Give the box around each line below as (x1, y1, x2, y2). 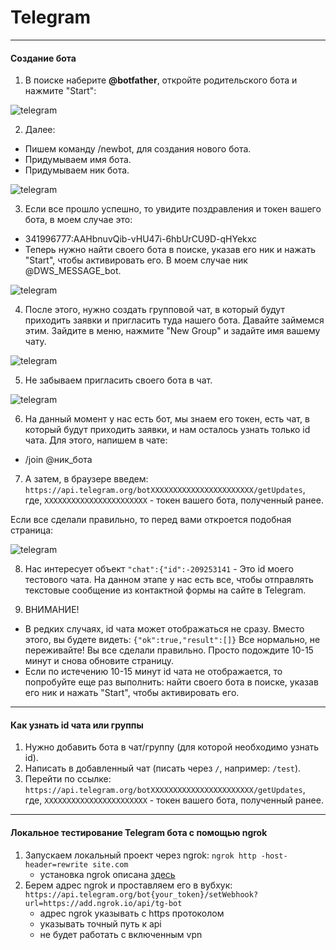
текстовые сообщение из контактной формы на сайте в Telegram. (24, 584, 307, 596)
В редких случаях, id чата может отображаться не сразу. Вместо (24, 623, 305, 635)
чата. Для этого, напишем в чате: (24, 434, 168, 446)
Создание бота (10, 52, 77, 64)
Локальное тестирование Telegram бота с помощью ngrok (10, 826, 268, 838)
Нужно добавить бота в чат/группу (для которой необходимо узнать (24, 741, 320, 753)
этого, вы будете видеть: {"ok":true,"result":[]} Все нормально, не (24, 634, 321, 646)
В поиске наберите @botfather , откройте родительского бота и (24, 74, 298, 86)
